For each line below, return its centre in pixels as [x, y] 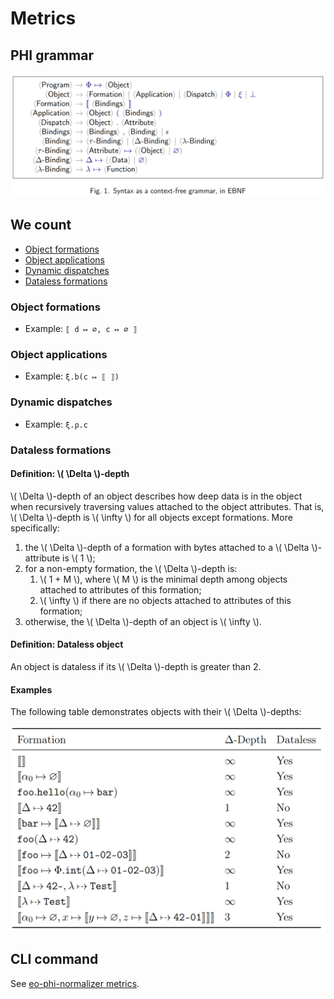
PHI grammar [52, 55]
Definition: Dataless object [67, 644]
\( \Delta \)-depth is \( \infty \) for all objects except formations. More [151, 517]
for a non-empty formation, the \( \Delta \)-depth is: [131, 568]
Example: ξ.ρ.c [56, 424]
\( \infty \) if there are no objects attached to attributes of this [165, 600]
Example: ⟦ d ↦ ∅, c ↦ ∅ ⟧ [81, 328]
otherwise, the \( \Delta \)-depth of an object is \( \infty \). [143, 621]
